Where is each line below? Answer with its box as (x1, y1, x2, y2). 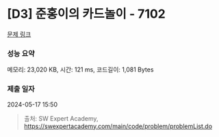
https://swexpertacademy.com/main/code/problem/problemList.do (23, 122, 213, 130)
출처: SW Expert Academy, (23, 114, 99, 123)
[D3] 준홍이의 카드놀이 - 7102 (7, 6, 166, 22)
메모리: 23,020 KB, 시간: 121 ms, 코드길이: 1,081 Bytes (7, 65, 154, 74)
